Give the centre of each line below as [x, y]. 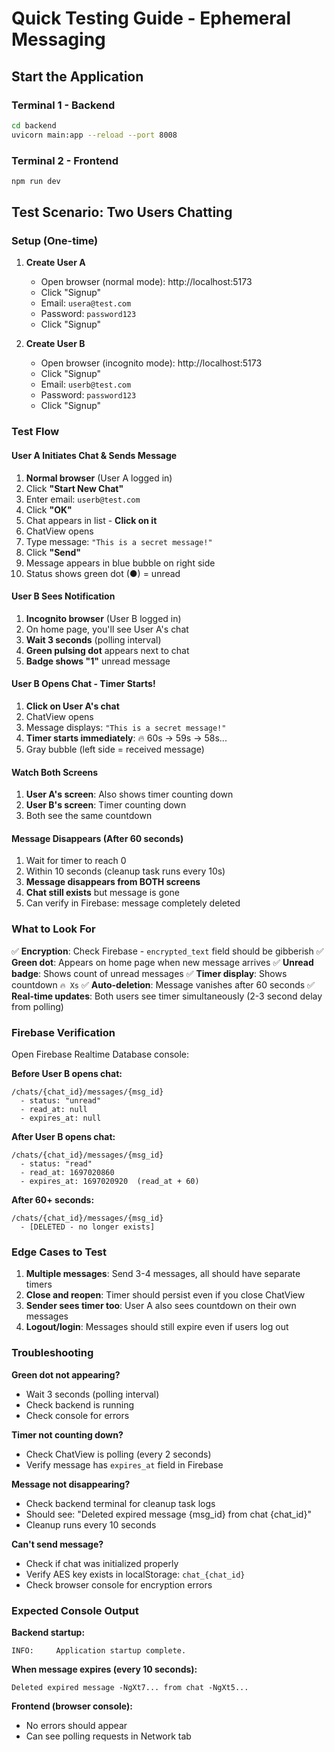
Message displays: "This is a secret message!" [126, 728]
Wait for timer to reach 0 [76, 861]
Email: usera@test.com [86, 303]
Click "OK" [49, 509]
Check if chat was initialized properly [102, 1563]
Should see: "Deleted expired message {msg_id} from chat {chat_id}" [168, 1514]
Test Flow [35, 432]
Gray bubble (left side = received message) [115, 749]
